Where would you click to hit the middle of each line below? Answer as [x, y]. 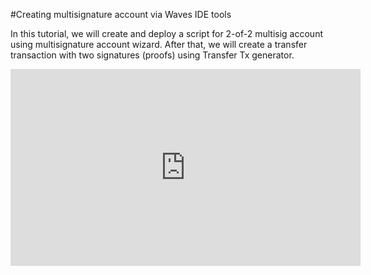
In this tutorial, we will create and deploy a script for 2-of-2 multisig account [166, 33]
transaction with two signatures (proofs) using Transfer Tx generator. [152, 55]
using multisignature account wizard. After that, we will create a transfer [159, 44]
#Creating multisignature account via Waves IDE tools [121, 14]
